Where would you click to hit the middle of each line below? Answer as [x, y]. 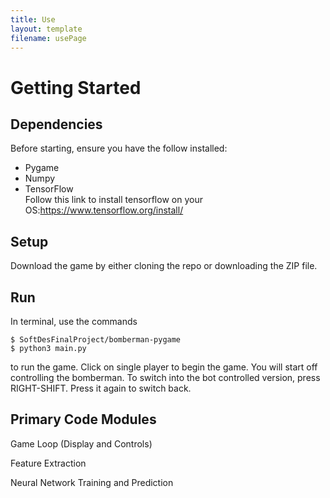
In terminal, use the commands [74, 321]
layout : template [46, 29]
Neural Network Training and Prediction [92, 482]
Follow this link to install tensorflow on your [113, 200]
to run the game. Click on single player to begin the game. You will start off [164, 367]
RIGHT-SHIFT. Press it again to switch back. [101, 388]
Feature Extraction [48, 463]
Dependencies [56, 124]
